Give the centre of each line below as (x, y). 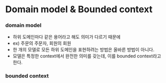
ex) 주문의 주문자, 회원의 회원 (42, 43)
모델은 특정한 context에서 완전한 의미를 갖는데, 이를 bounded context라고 (87, 56)
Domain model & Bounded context (79, 9)
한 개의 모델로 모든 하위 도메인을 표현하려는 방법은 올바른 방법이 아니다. (84, 50)
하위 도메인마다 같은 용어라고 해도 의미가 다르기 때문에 (67, 37)
